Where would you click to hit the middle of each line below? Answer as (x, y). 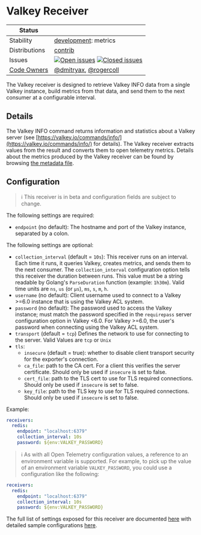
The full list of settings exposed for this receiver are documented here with (99, 519)
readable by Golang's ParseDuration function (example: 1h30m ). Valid (100, 282)
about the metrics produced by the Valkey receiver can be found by (90, 156)
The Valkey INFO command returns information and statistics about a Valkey (101, 131)
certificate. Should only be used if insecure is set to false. (95, 372)
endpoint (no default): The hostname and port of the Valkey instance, (100, 227)
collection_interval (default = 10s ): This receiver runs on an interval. (101, 257)
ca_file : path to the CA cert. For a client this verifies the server (102, 365)
